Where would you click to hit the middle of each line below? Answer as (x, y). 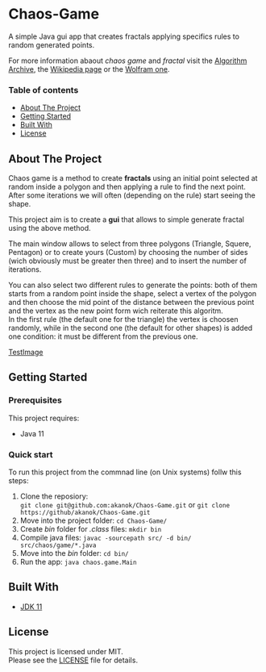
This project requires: (44, 418)
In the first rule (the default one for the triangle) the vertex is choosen (124, 319)
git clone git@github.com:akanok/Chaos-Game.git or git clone (125, 505)
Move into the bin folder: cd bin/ (74, 553)
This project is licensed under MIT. (66, 651)
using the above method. (50, 228)
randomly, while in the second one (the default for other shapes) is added (131, 328)
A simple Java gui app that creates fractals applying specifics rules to (124, 36)
